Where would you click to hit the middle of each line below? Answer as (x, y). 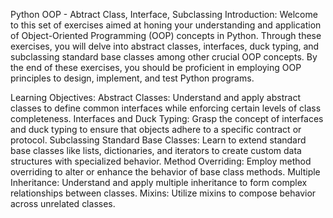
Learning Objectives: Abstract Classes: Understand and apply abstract (155, 97)
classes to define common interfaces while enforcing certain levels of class (166, 108)
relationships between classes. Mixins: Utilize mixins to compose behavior (163, 193)
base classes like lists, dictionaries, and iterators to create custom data (156, 150)
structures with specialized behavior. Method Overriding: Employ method (161, 161)
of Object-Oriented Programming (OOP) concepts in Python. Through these (166, 35)
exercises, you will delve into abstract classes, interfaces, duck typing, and (165, 46)
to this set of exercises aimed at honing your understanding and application (166, 25)
